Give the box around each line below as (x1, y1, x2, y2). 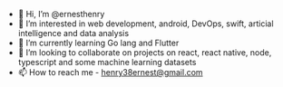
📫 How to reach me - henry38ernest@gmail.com (17, 67, 203, 77)
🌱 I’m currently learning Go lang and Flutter (17, 37, 180, 48)
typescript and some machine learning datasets (17, 57, 197, 67)
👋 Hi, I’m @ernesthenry (17, 9, 105, 19)
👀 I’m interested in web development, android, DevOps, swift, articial (17, 18, 274, 29)
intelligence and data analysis (17, 28, 130, 38)
